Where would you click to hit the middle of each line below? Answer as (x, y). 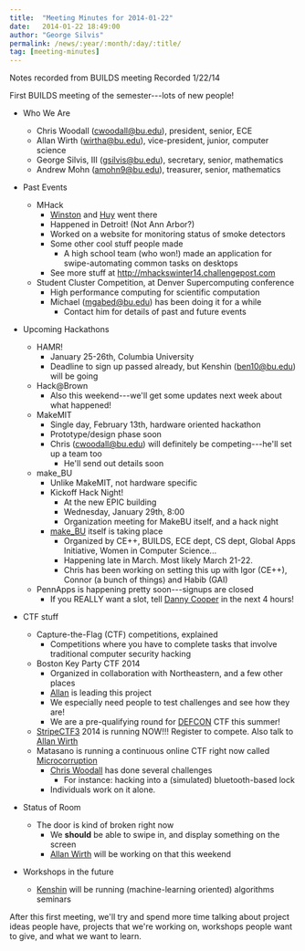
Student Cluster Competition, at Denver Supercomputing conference (165, 283)
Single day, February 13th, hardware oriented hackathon (156, 424)
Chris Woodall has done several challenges (131, 770)
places (63, 683)
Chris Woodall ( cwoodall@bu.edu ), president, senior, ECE (144, 131)
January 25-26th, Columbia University (122, 357)
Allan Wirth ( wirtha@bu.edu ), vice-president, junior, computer (152, 141)
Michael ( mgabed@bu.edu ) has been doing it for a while (156, 302)
